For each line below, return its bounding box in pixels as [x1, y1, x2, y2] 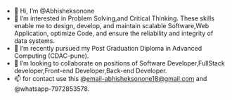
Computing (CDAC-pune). [13, 51, 89, 60]
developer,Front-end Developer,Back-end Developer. [13, 67, 167, 75]
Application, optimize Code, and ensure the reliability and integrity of [13, 29, 214, 37]
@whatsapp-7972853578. [13, 85, 90, 93]
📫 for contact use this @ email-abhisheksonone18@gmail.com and [13, 75, 207, 82]
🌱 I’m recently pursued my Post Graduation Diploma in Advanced [13, 44, 202, 52]
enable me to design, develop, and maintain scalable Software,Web [13, 22, 210, 30]
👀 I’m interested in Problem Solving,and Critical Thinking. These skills [13, 14, 214, 23]
